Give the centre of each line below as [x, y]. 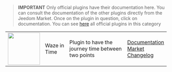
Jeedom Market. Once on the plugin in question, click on [78, 18]
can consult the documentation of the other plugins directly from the [90, 13]
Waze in [55, 46]
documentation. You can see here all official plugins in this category [89, 24]
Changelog [140, 55]
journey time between [95, 49]
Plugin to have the [91, 42]
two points [82, 55]
